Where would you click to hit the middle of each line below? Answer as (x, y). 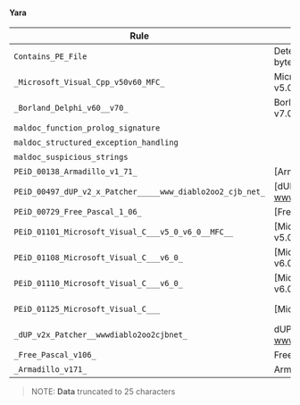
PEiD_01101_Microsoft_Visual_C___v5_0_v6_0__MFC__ (124, 232)
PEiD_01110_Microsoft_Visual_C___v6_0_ (98, 283)
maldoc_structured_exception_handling (96, 143)
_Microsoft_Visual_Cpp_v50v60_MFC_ (89, 82)
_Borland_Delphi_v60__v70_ (71, 108)
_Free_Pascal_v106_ (55, 355)
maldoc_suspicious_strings (71, 157)
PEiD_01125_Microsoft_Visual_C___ (87, 309)
